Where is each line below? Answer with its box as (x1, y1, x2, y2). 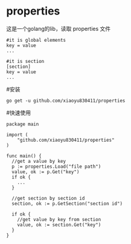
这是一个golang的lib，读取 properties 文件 (6, 25, 111, 32)
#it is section (6, 58, 45, 64)
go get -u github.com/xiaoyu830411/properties (6, 97, 126, 104)
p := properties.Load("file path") (11, 163, 101, 170)
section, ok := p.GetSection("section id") (11, 200, 123, 206)
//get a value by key (11, 158, 66, 164)
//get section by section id (11, 195, 85, 201)
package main (6, 121, 39, 127)
